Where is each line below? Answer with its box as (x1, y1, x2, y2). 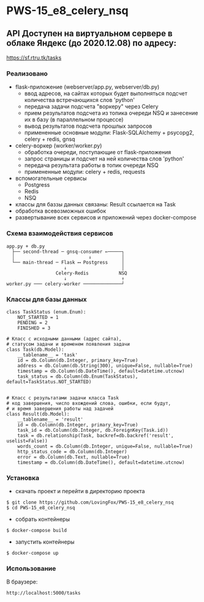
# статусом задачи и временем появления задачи (6, 341, 130, 347)
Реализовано (6, 69, 48, 77)
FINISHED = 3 (17, 325, 51, 331)
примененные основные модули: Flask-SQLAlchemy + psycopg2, (24, 129, 194, 136)
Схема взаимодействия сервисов (6, 229, 113, 238)
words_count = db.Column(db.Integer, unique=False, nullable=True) (17, 443, 193, 449)
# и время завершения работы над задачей (6, 405, 114, 412)
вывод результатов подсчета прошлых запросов (24, 122, 153, 130)
